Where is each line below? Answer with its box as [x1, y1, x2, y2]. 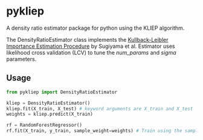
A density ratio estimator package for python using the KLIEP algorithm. [6, 24, 185, 32]
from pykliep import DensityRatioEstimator [6, 89, 118, 95]
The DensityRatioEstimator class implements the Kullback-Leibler [6, 36, 169, 43]
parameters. [6, 55, 37, 62]
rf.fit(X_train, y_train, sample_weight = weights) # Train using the [6, 128, 182, 134]
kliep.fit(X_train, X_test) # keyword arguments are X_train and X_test [6, 105, 193, 112]
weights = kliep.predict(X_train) [6, 111, 94, 118]
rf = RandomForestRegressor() [6, 122, 83, 128]
